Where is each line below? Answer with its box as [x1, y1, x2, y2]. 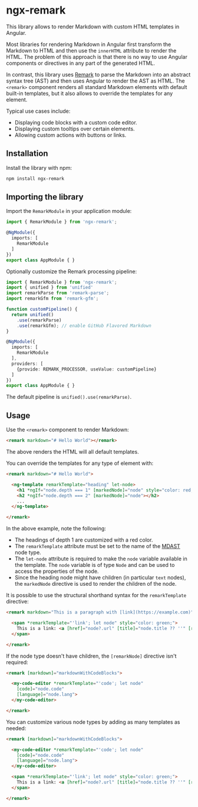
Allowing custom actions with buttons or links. [14, 131, 127, 139]
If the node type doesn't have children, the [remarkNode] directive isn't [6, 652, 177, 660]
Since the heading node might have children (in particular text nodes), [14, 574, 186, 581]
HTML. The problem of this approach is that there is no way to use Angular [6, 53, 187, 60]
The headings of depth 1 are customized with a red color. [14, 536, 153, 543]
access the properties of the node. [14, 567, 99, 575]
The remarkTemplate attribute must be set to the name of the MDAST [14, 543, 181, 550]
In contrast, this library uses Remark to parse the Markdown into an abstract [6, 71, 191, 78]
